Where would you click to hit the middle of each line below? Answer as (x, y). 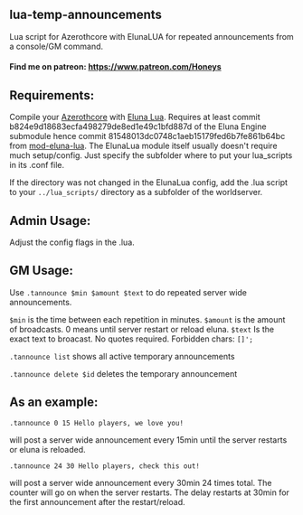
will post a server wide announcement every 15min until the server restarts (148, 440)
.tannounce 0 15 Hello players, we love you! (96, 423)
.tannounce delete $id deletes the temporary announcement (123, 373)
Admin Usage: (50, 220)
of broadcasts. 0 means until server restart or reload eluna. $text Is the (142, 329)
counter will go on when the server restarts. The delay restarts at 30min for (149, 492)
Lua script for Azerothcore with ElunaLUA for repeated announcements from (151, 36)
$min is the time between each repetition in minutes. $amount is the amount (147, 319)
